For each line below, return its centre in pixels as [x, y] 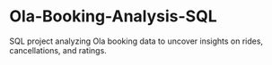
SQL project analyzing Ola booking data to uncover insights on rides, [136, 41]
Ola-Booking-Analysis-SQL [113, 16]
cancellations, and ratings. [58, 50]
